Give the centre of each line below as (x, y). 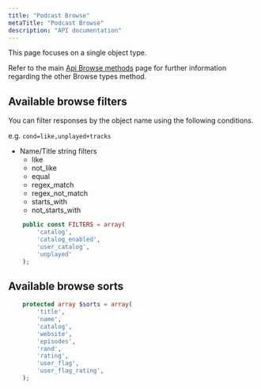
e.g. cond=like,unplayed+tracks (60, 136)
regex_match (53, 185)
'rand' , (49, 349)
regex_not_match (60, 193)
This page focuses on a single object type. (78, 53)
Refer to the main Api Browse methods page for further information (117, 68)
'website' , (55, 334)
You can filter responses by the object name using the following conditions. (131, 120)
